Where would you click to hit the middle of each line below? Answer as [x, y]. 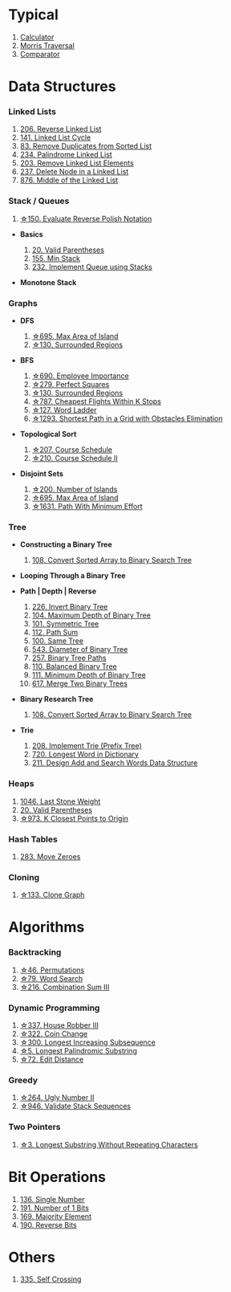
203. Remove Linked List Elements [77, 163]
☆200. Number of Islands [75, 489]
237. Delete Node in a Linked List [74, 172]
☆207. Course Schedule [72, 450]
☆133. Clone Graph [52, 895]
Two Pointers [35, 1127]
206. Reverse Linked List [61, 129]
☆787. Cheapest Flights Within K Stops [97, 401]
